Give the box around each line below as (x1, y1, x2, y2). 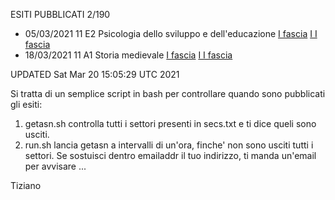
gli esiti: (10, 99, 43, 110)
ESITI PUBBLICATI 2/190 (10, 9, 111, 20)
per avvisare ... (24, 160, 87, 172)
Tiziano (10, 180, 42, 191)
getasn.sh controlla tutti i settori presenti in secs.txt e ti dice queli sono (24, 118, 317, 129)
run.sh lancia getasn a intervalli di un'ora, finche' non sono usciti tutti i (24, 139, 314, 151)
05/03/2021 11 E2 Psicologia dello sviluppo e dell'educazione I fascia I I (24, 28, 318, 39)
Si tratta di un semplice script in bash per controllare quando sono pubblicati (10, 88, 326, 99)
